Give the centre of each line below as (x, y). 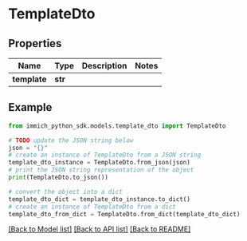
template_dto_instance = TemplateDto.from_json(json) (100, 163)
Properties (35, 43)
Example (30, 107)
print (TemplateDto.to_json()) (59, 178)
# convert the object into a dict (66, 192)
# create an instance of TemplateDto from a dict (92, 207)
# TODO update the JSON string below (71, 140)
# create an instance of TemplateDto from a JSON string (105, 155)
